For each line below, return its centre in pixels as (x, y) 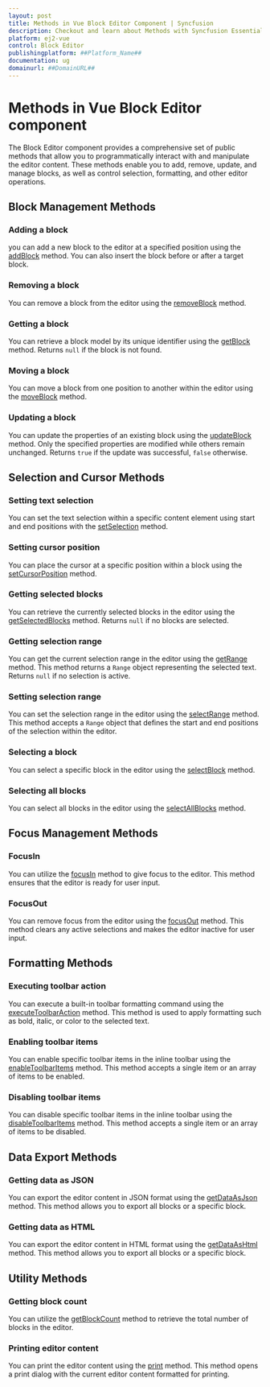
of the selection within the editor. (63, 731)
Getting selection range (55, 641)
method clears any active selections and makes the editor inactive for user (132, 930)
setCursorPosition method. (53, 573)
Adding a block (38, 230)
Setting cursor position (54, 547)
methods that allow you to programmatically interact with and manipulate (129, 156)
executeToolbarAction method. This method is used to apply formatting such (135, 1012)
